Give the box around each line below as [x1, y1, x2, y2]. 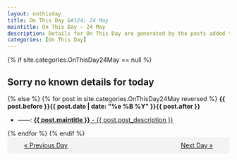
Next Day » [181, 141, 214, 149]
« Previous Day [23, 141, 68, 149]
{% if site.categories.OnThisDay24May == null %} [7, 55, 152, 64]
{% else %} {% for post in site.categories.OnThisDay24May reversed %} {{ [7, 94, 226, 102]
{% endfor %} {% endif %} [7, 129, 85, 138]
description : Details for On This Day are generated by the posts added [7, 29, 226, 37]
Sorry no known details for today [7, 76, 154, 88]
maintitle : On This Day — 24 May [7, 23, 106, 30]
